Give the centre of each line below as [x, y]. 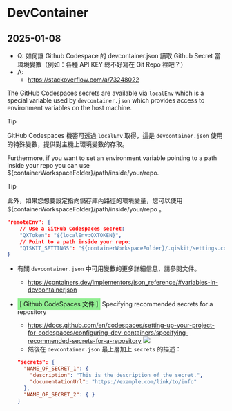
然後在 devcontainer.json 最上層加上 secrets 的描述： [104, 349]
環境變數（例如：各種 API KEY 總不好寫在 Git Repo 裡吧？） [102, 64]
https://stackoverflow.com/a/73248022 [83, 80]
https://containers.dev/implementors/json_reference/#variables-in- [123, 283]
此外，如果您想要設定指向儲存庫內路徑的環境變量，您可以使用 [95, 200]
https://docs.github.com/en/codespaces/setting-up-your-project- [121, 325]
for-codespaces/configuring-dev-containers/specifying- [108, 333]
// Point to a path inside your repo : [75, 242]
